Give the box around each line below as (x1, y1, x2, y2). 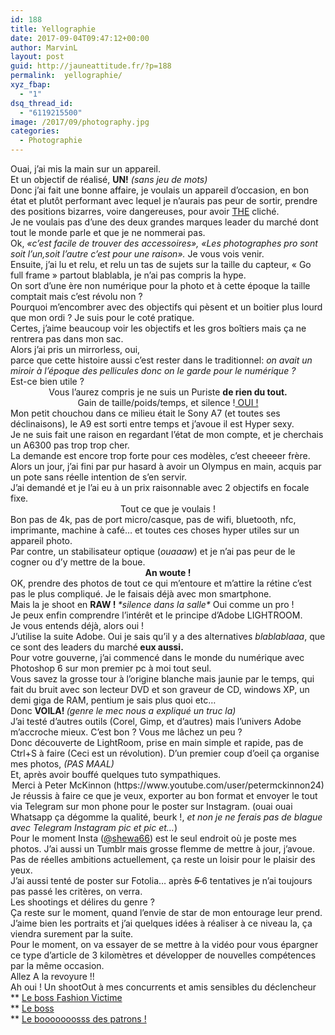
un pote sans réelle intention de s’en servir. (10, 471, 188, 483)
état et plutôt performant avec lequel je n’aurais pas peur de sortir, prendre (10, 195, 318, 206)
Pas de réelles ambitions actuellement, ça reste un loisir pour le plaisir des (10, 854, 316, 865)
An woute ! (144, 567, 192, 578)
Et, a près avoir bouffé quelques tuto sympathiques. (10, 769, 222, 780)
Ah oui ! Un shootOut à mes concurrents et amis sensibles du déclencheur (10, 981, 317, 993)
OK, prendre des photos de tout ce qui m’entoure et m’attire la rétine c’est (10, 577, 312, 589)
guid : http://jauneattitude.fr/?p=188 (10, 61, 172, 71)
